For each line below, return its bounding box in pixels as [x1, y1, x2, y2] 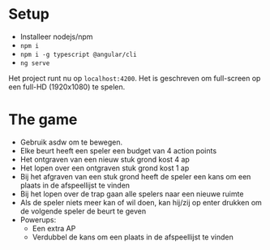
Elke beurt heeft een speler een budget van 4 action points [19, 145, 217, 155]
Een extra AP [32, 223, 76, 233]
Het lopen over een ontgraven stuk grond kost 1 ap [19, 163, 190, 173]
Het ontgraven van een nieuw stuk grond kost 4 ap [19, 154, 191, 164]
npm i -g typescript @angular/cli [19, 50, 137, 58]
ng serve [19, 58, 50, 67]
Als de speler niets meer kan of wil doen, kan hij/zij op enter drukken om [19, 197, 262, 207]
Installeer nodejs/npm [19, 32, 93, 41]
